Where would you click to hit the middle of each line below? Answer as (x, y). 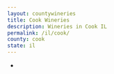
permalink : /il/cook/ (39, 33)
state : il (22, 46)
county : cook (26, 39)
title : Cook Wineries (39, 20)
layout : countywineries (42, 13)
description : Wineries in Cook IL (57, 26)
